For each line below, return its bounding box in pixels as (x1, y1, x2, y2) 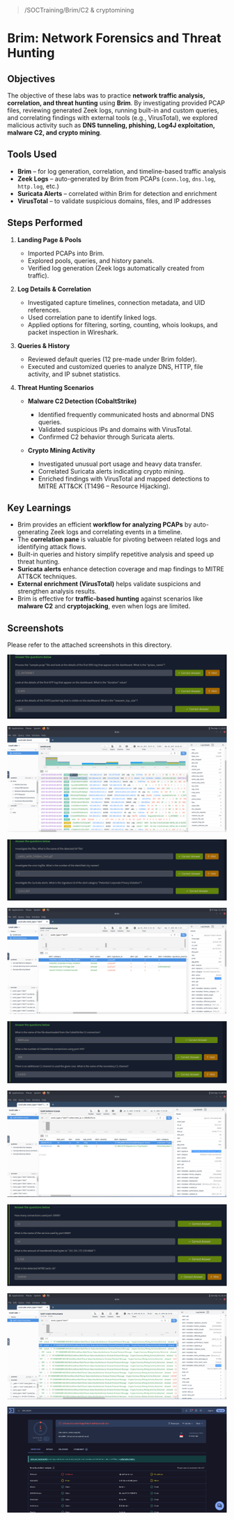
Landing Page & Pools (17, 235, 82, 243)
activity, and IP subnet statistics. (27, 370, 120, 378)
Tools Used (7, 149, 57, 160)
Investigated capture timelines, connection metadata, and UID (27, 298, 205, 306)
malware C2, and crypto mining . (7, 128, 102, 137)
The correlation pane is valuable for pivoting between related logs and (17, 535, 221, 543)
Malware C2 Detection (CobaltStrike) (27, 397, 137, 405)
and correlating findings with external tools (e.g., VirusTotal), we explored (7, 114, 218, 121)
